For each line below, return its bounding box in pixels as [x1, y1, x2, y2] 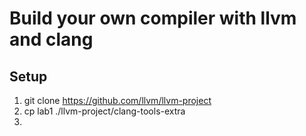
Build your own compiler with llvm [9, 7, 297, 30]
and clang [9, 28, 94, 51]
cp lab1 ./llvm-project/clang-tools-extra [23, 105, 186, 117]
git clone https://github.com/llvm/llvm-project [23, 95, 212, 106]
